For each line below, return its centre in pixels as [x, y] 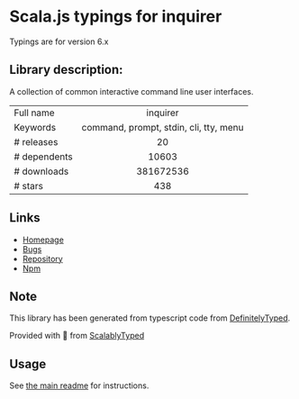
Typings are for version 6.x [59, 41]
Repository [42, 258]
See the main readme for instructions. [79, 385]
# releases [36, 141]
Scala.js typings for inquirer [116, 17]
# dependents [44, 157]
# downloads [41, 171]
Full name [35, 113]
